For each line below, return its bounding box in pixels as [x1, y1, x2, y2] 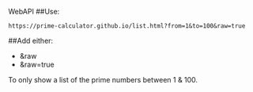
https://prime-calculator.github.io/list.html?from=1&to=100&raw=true [8, 22, 246, 30]
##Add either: [8, 36, 54, 45]
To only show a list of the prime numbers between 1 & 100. [8, 75, 198, 84]
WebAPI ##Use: [8, 7, 60, 16]
